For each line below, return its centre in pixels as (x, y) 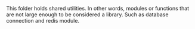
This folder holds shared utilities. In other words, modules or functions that (98, 8)
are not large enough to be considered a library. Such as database (87, 14)
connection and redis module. (43, 21)
